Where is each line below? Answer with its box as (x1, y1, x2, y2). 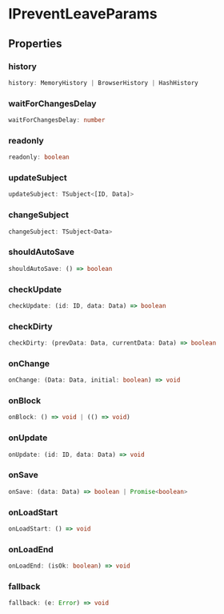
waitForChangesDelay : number (8, 116, 106, 124)
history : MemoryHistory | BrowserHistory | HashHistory (8, 79, 198, 87)
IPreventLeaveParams (8, 5, 158, 23)
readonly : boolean (8, 153, 70, 161)
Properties (8, 37, 62, 50)
